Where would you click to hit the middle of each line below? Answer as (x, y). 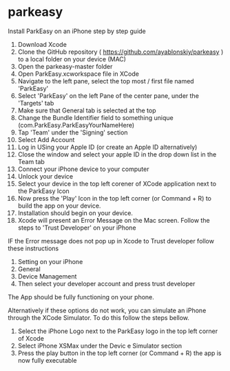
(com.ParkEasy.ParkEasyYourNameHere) (76, 125)
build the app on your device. (59, 205)
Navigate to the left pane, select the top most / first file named (106, 81)
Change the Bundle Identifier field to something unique (96, 117)
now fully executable (47, 360)
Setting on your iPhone (50, 261)
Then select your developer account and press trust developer (106, 283)
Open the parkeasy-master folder (65, 66)
